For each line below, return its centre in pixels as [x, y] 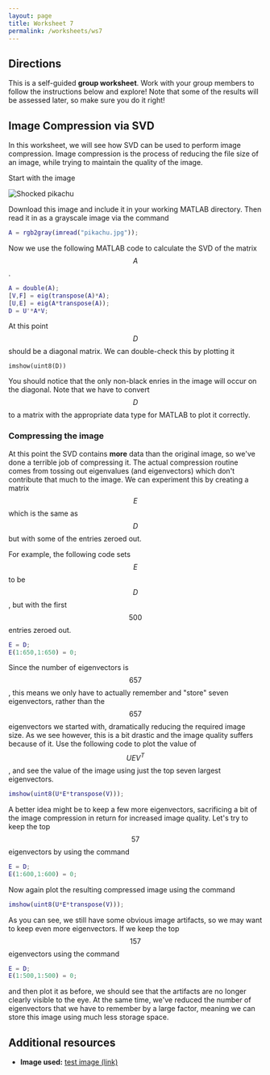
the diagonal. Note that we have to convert [79, 390]
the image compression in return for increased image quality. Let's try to [128, 818]
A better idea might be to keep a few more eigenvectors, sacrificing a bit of [133, 809]
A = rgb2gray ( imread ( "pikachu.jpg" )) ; [73, 233]
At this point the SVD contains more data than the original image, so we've [132, 453]
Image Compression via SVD [81, 126]
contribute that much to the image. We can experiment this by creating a [129, 479]
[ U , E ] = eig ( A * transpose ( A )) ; [59, 303]
